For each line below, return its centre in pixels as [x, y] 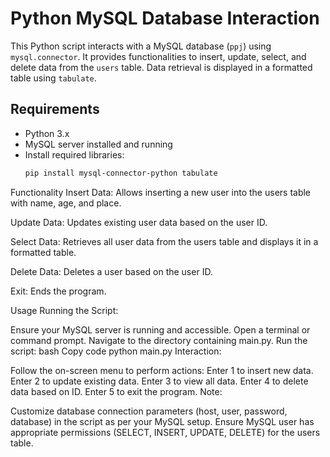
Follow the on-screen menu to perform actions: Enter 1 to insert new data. [162, 370]
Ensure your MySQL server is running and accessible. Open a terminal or [160, 329]
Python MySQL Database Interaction [165, 18]
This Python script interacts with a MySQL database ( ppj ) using [141, 46]
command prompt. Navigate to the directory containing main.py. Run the [159, 340]
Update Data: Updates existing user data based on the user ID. [139, 222]
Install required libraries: [74, 154]
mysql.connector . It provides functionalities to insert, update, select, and [158, 56]
